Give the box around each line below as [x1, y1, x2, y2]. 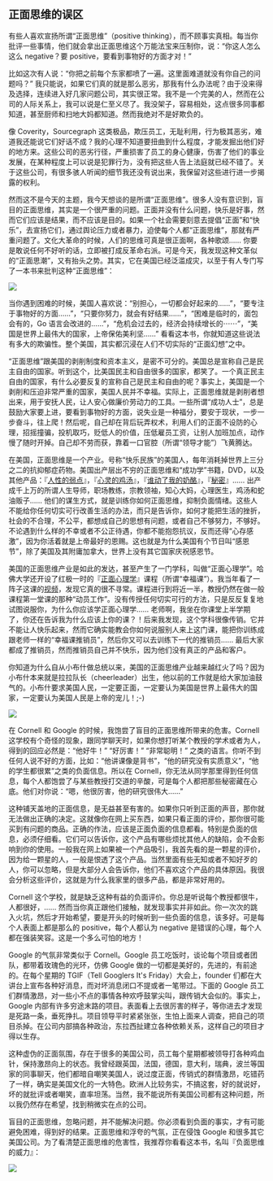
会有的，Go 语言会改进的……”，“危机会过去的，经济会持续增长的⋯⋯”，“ [8, 318, 251, 328]
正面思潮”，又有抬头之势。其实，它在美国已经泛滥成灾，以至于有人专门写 [19, 255, 264, 265]
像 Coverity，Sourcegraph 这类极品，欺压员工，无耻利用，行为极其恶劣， [8, 126, 255, 136]
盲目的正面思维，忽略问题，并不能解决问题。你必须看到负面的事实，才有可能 [8, 1117, 265, 1127]
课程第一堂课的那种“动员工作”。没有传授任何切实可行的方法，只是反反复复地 [8, 594, 264, 604]
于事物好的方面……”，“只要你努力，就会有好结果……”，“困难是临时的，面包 [8, 308, 258, 318]
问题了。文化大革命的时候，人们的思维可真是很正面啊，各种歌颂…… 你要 [15, 235, 258, 245]
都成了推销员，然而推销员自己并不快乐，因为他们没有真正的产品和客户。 [8, 645, 250, 655]
